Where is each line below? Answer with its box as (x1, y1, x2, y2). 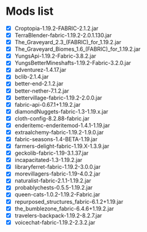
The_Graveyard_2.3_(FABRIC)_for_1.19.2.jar (14, 39, 122, 46)
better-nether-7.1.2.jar (14, 87, 69, 95)
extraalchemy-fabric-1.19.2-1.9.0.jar (14, 128, 104, 136)
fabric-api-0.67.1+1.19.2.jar (14, 101, 81, 108)
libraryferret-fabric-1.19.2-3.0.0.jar (14, 163, 101, 171)
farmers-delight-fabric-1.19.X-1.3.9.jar (14, 142, 110, 150)
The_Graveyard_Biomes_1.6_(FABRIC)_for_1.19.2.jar (14, 45, 141, 53)
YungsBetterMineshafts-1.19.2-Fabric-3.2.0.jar (14, 60, 131, 67)
